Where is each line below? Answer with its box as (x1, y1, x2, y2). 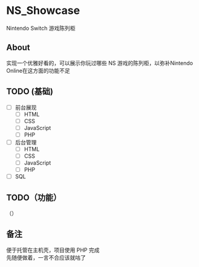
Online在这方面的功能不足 (6, 67, 71, 74)
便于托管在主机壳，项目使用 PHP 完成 (6, 246, 100, 254)
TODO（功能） (6, 192, 62, 203)
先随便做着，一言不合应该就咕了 (6, 254, 86, 261)
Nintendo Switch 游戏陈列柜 (6, 24, 76, 32)
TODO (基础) (6, 86, 53, 97)
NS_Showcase (6, 4, 80, 18)
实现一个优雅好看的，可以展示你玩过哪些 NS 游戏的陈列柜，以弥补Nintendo (6, 59, 194, 67)
